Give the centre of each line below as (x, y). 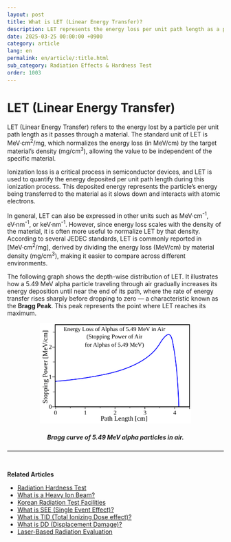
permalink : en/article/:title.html (58, 59)
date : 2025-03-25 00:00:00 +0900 (55, 37)
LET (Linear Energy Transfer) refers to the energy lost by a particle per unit (113, 127)
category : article (33, 44)
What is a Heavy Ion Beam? (56, 495)
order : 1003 (24, 72)
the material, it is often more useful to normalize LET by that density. (104, 232)
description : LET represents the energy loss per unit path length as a (113, 29)
